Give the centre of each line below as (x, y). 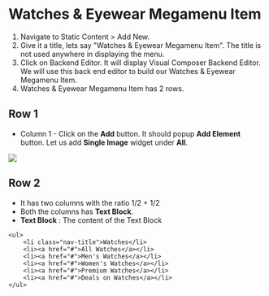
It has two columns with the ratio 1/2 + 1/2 (90, 202)
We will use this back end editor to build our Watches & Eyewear (128, 71)
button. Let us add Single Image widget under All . (104, 142)
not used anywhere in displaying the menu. (92, 54)
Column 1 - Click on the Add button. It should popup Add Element (130, 133)
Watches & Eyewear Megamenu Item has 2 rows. (102, 88)
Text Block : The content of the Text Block (91, 220)
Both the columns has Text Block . (77, 211)
